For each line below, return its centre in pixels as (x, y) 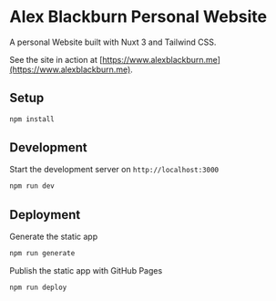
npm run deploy (38, 287)
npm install (32, 119)
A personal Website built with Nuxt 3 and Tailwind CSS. (113, 42)
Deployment (45, 215)
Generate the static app (54, 237)
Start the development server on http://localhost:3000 (114, 170)
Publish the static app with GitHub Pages (86, 270)
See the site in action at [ (56, 59)
